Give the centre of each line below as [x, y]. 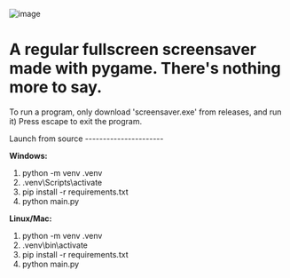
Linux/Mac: [31, 218]
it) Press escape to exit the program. [76, 121]
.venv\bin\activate [55, 245]
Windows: [28, 155]
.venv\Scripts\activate [62, 182]
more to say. [56, 87]
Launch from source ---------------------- [86, 139]
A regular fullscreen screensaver [133, 50]
